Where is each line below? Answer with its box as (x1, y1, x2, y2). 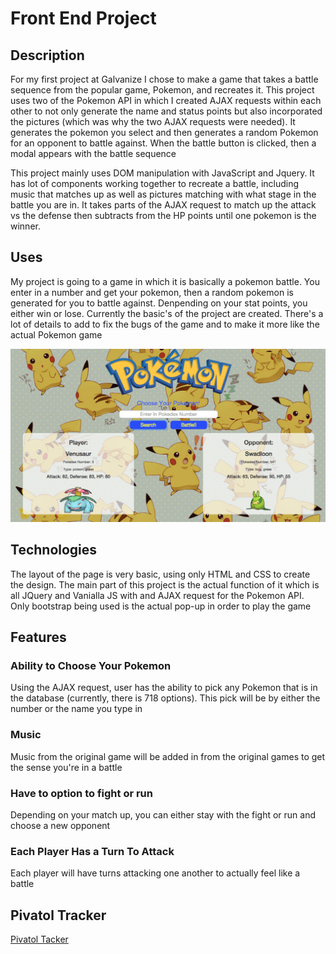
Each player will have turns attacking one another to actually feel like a (10, 867, 301, 879)
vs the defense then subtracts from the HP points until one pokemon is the (10, 210, 317, 221)
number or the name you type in (10, 703, 143, 715)
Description (10, 47, 85, 64)
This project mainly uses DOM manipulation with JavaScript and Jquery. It (10, 167, 315, 179)
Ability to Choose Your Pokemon (10, 659, 172, 673)
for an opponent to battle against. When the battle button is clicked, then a (10, 137, 317, 149)
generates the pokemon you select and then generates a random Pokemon (10, 127, 319, 138)
